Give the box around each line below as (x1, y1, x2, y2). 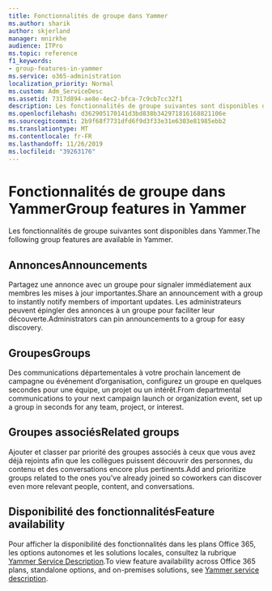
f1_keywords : (8, 57, 53, 66)
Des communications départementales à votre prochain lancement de (8, 368, 241, 377)
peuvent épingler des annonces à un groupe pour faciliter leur (8, 305, 215, 316)
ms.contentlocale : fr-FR (8, 132, 92, 140)
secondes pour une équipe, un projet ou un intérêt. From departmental (8, 385, 241, 394)
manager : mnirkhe (8, 34, 67, 43)
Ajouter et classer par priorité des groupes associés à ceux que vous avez (8, 447, 257, 457)
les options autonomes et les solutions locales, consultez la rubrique (8, 547, 236, 557)
